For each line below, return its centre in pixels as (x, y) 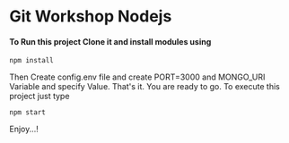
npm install (31, 61)
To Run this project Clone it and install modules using (110, 41)
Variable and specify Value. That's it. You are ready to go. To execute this (144, 87)
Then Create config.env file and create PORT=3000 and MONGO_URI (137, 77)
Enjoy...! (24, 129)
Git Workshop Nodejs (91, 17)
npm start (28, 113)
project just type (39, 97)
